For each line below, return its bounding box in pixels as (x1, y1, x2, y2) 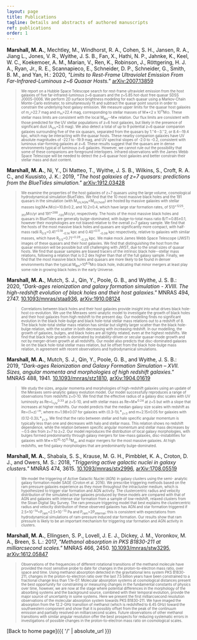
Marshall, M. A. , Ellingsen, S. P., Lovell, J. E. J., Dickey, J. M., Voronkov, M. (6, 532, 186, 539)
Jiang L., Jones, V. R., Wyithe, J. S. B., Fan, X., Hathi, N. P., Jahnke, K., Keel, (6, 53, 189, 60)
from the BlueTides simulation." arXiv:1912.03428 (6, 179, 125, 186)
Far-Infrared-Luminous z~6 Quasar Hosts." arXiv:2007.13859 (6, 77, 154, 85)
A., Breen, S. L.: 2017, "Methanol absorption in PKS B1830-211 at (6, 538, 161, 545)
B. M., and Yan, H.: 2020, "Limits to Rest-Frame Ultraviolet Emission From (6, 71, 184, 78)
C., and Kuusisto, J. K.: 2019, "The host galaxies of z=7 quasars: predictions (6, 173, 191, 180)
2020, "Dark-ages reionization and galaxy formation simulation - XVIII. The (6, 283, 189, 290)
